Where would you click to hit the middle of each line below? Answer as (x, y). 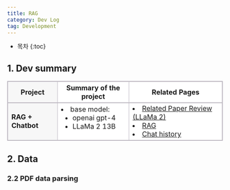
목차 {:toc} (31, 46)
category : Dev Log (33, 20)
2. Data (23, 159)
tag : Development (32, 26)
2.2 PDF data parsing (43, 178)
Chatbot (25, 126)
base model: (90, 109)
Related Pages (176, 92)
